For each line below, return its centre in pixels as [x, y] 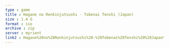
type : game [18, 10]
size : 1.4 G [19, 19]
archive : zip [20, 28]
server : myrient [23, 33]
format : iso [19, 24]
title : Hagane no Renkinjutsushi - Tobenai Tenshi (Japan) [70, 14]
